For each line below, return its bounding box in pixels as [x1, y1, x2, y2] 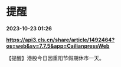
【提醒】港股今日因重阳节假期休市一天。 [6, 54, 104, 61]
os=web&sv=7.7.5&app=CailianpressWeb [6, 42, 110, 50]
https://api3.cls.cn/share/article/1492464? [6, 36, 115, 43]
